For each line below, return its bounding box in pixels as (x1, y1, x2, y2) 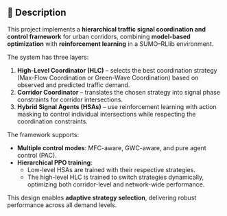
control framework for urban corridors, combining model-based (7, 32, 191, 40)
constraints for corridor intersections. (16, 95, 123, 104)
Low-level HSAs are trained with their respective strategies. (27, 165, 195, 173)
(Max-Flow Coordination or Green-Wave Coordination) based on (16, 73, 199, 82)
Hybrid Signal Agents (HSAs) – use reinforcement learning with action (16, 102, 217, 110)
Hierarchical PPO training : (16, 158, 93, 167)
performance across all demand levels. (7, 200, 117, 209)
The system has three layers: (7, 53, 89, 61)
